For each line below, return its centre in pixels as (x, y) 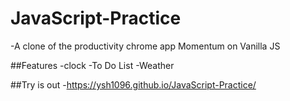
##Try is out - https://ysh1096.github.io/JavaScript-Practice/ (133, 84)
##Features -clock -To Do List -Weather (92, 65)
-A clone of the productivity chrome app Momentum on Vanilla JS (145, 46)
